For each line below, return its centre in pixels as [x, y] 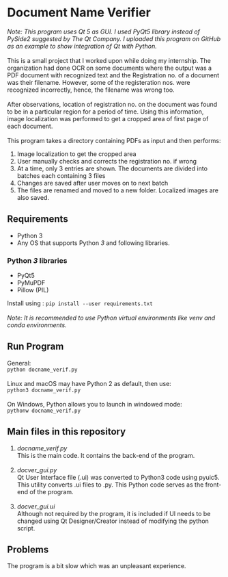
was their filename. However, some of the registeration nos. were [99, 82]
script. [26, 528]
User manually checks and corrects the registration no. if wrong [106, 161]
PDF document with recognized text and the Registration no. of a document [113, 75]
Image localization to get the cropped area [76, 154]
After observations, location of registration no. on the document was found [112, 104]
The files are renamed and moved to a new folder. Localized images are [117, 190]
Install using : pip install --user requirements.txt [80, 303]
